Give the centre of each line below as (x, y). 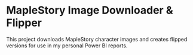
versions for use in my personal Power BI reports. (67, 46)
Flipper (24, 23)
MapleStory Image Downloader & (90, 10)
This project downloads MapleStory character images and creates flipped (97, 39)
